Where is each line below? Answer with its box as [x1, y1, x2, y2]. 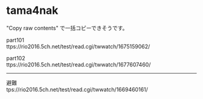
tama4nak [6, 4, 59, 18]
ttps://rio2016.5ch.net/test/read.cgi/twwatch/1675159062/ [6, 43, 150, 50]
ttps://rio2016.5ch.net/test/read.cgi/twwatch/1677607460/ [6, 61, 151, 68]
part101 [6, 36, 24, 43]
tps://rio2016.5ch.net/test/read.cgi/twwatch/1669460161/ [6, 86, 148, 93]
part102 [6, 54, 25, 62]
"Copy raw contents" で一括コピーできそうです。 [6, 24, 128, 31]
